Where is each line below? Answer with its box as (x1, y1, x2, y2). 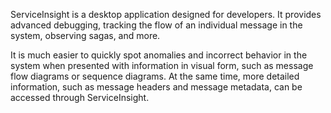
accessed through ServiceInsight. (10, 92, 150, 103)
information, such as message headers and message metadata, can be (10, 81, 303, 93)
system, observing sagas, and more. (10, 30, 161, 41)
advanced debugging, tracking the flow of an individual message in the (10, 19, 303, 31)
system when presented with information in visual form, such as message (10, 60, 314, 71)
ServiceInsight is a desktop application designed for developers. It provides (10, 9, 322, 20)
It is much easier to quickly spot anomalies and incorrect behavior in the (10, 49, 308, 61)
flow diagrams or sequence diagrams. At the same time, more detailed (10, 70, 300, 82)
